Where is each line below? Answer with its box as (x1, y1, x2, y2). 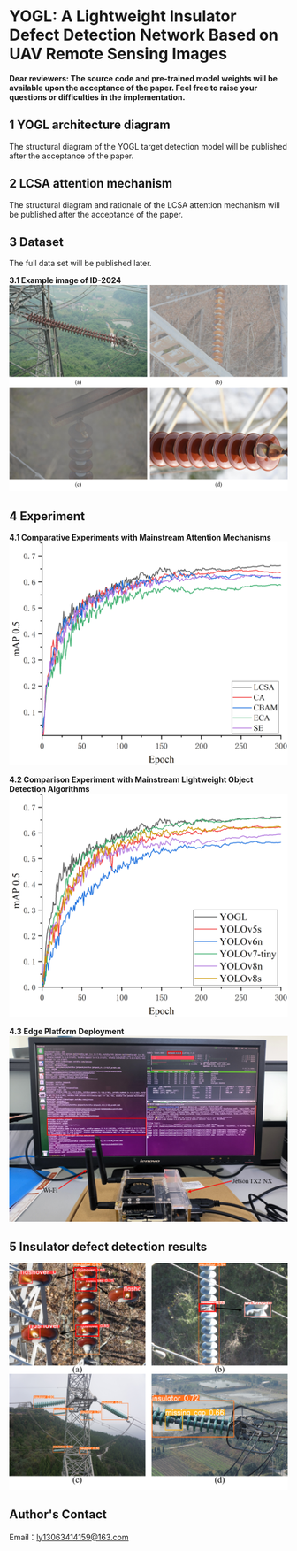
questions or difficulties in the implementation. (9, 91, 186, 103)
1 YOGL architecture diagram (9, 118, 171, 133)
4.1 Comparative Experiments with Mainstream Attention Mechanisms (9, 533, 271, 543)
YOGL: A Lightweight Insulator (9, 6, 237, 27)
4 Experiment (9, 509, 86, 524)
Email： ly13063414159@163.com (9, 1532, 129, 1542)
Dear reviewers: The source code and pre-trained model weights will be (9, 73, 278, 83)
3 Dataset (9, 234, 64, 250)
